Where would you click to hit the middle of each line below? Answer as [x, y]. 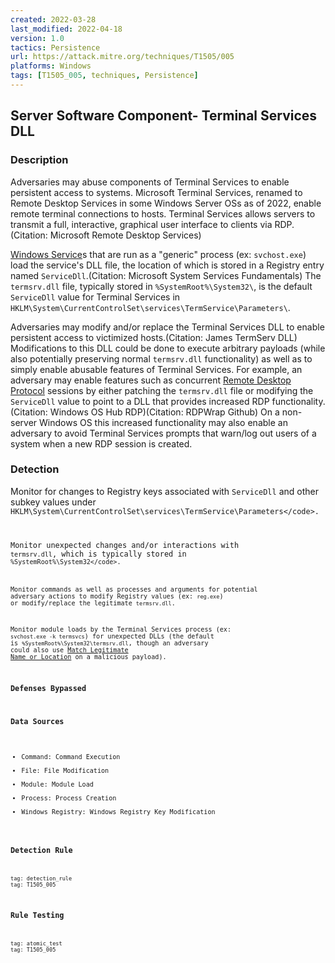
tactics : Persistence [55, 47]
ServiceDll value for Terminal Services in [95, 297]
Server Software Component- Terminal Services [164, 116]
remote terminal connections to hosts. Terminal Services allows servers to [163, 213]
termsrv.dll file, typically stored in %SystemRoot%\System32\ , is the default [161, 286]
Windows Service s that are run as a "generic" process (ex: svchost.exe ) [158, 254]
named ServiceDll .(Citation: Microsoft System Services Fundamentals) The [166, 275]
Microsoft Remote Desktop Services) [125, 235]
